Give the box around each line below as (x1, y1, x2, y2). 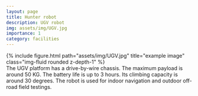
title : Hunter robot (6, 14, 57, 20)
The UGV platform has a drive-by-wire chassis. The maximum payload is (6, 65, 183, 71)
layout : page (6, 8, 38, 15)
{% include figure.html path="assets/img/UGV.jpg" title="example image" (6, 52, 185, 59)
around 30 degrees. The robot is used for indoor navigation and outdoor (6, 77, 182, 84)
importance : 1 (6, 31, 41, 37)
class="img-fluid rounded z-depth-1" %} (6, 58, 105, 65)
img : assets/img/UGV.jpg (6, 25, 67, 31)
